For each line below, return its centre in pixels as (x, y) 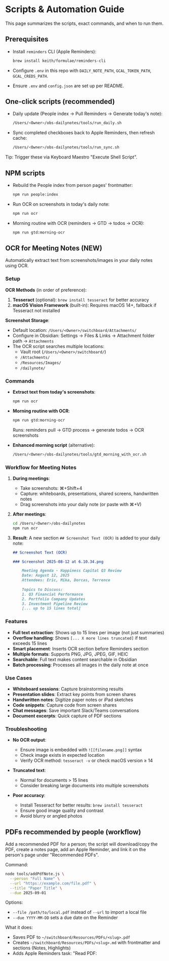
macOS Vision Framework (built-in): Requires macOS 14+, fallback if (85, 305)
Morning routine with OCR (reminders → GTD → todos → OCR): (78, 223)
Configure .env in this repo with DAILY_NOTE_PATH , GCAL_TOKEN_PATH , (82, 70)
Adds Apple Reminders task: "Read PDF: (55, 953)
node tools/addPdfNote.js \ (35, 874)
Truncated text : (29, 771)
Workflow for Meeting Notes (41, 467)
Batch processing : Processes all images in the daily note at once (80, 665)
